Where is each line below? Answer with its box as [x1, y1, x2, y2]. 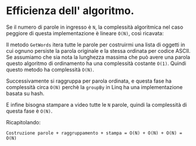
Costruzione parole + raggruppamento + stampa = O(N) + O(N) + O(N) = [6, 130, 183, 136]
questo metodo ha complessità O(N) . [6, 66, 94, 73]
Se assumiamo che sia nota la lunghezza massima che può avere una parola [6, 53, 191, 60]
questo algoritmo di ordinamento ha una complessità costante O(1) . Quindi [6, 60, 187, 67]
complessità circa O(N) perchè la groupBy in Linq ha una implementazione [6, 83, 183, 90]
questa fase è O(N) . [6, 107, 53, 114]
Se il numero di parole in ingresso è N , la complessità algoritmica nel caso [6, 23, 184, 30]
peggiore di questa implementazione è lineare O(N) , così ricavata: [6, 29, 164, 36]
